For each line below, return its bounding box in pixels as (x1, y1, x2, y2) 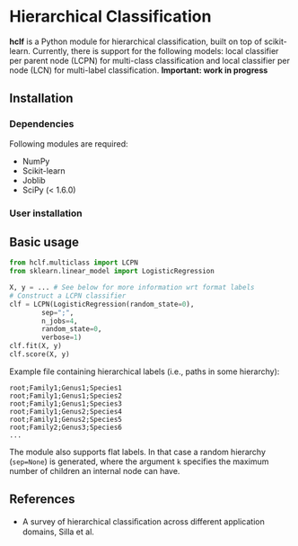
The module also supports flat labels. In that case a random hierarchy (9, 446, 267, 457)
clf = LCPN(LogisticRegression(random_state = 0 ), (9, 300, 195, 309)
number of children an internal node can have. (9, 465, 180, 476)
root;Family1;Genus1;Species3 (9, 398, 123, 408)
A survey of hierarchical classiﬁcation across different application (22, 515, 265, 527)
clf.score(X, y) (9, 350, 70, 359)
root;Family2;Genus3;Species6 (9, 423, 123, 432)
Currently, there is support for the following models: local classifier (32, 45, 279, 56)
